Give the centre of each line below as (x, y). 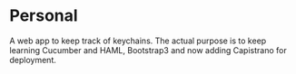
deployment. (33, 60)
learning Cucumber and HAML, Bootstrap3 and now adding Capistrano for (148, 50)
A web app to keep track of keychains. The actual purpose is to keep (138, 41)
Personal (44, 16)
